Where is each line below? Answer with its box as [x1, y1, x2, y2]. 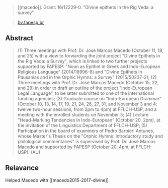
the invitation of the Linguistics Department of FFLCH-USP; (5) [17, 122, 147, 128]
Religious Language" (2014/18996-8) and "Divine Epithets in [17, 69, 142, 75]
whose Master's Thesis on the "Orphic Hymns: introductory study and [17, 133, 163, 139]
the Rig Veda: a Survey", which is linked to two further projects [17, 58, 147, 64]
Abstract [5, 34, 34, 42]
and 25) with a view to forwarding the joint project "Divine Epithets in [17, 52, 160, 58]
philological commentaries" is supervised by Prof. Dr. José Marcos [17, 138, 156, 144]
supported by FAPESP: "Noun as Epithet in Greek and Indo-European [17, 63, 160, 70]
